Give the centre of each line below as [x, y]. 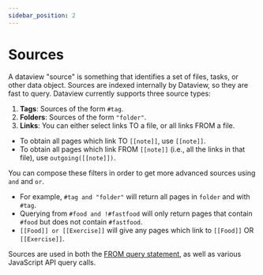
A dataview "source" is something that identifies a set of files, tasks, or [124, 77]
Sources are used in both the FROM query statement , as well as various [125, 254]
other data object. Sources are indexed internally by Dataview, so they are [128, 85]
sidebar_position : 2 [42, 15]
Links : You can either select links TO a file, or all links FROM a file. [127, 125]
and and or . [26, 181]
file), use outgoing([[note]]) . [68, 157]
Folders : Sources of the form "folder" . [83, 117]
